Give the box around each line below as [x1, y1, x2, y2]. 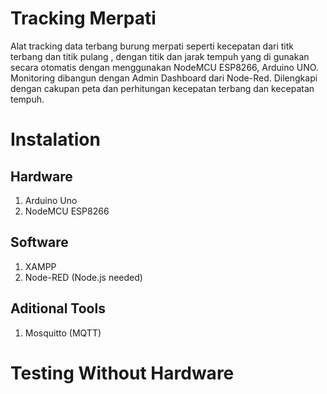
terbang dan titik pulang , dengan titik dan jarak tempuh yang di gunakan [10, 50, 310, 62]
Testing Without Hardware [10, 362, 235, 384]
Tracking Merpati [10, 7, 157, 30]
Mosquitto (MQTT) [24, 327, 102, 339]
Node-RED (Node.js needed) [24, 271, 143, 283]
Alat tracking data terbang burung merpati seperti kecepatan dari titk [10, 40, 295, 52]
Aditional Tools [10, 300, 106, 317]
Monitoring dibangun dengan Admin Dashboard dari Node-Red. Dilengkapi [10, 72, 318, 84]
